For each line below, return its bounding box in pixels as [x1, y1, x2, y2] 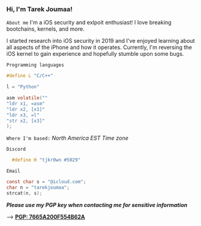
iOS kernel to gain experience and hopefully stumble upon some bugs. [6, 50, 184, 58]
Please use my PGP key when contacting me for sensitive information [6, 201, 188, 208]
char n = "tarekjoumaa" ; [6, 184, 70, 191]
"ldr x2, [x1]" [6, 106, 45, 112]
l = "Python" [6, 84, 40, 90]
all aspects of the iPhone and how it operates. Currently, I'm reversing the [6, 43, 192, 51]
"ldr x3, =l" [6, 112, 40, 118]
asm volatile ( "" [6, 95, 48, 101]
